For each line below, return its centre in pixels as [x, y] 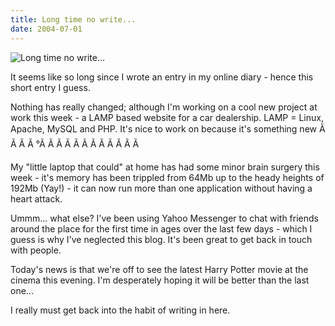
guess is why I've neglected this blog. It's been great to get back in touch [161, 239]
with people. [36, 250]
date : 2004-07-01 [46, 29]
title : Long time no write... [73, 19]
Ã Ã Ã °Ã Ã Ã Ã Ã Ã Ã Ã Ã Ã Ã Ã [75, 143]
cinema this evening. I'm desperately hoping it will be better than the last [160, 280]
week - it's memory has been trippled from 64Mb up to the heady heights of [167, 177]
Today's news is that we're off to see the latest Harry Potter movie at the [159, 269]
